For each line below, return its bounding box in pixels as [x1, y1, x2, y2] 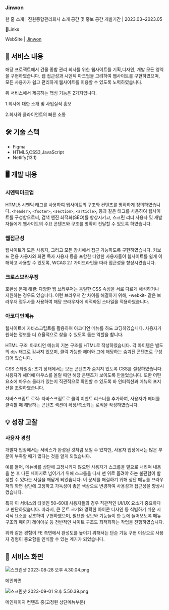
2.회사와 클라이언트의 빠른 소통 [5, 111, 66, 118]
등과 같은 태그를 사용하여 [98, 208, 147, 214]
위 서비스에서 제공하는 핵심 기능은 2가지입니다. [5, 90, 97, 96]
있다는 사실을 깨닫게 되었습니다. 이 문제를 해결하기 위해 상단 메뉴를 [20, 477, 150, 483]
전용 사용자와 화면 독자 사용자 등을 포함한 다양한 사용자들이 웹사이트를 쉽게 [10, 253, 157, 259]
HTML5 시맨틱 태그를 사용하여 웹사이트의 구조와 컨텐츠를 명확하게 [5, 202, 135, 208]
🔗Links [5, 26, 19, 32]
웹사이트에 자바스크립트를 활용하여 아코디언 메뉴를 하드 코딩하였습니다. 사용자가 [5, 325, 162, 331]
